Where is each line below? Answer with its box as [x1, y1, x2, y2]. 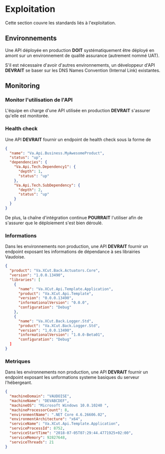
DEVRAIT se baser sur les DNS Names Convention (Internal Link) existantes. [5, 67, 161, 73]
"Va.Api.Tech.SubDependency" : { [14, 183, 80, 188]
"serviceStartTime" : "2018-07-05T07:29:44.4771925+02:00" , [9, 431, 133, 436]
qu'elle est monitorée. [5, 113, 49, 119]
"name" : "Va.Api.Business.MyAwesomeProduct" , [9, 151, 105, 156]
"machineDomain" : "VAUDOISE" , [9, 394, 71, 399]
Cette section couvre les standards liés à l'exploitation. [5, 20, 116, 26]
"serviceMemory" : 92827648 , [9, 435, 67, 440]
